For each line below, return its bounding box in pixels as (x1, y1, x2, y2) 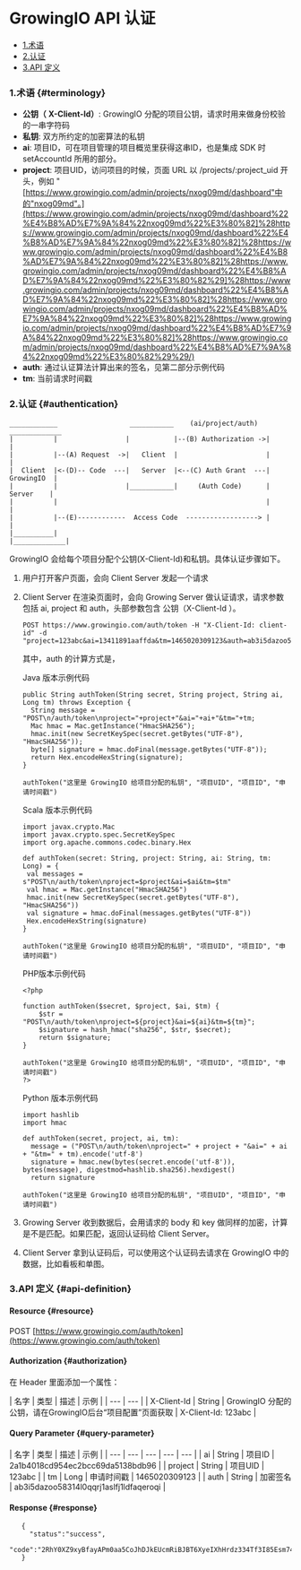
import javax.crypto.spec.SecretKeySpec (21, 830, 176, 839)
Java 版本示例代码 (21, 672, 90, 682)
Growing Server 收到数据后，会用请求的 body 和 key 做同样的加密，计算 (21, 1217, 288, 1227)
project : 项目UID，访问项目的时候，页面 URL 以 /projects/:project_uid (21, 165, 279, 176)
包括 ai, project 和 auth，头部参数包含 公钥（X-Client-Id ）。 (21, 603, 241, 613)
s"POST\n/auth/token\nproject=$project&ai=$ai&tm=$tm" (21, 877, 232, 886)
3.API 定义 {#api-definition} (9, 1283, 132, 1296)
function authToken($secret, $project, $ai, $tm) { (21, 1002, 219, 1011)
